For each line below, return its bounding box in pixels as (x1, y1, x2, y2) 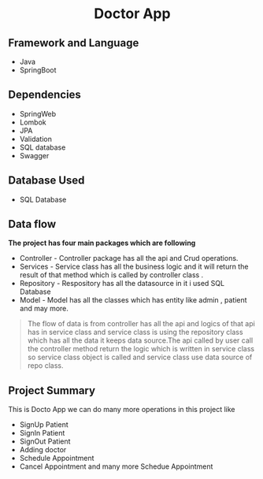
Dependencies (8, 88, 81, 102)
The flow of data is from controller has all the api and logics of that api (27, 319, 256, 329)
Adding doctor (19, 445, 67, 455)
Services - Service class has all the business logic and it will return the (19, 262, 249, 272)
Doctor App (94, 5, 171, 23)
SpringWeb (19, 109, 57, 118)
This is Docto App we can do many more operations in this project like (8, 405, 235, 414)
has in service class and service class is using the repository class (27, 328, 243, 337)
